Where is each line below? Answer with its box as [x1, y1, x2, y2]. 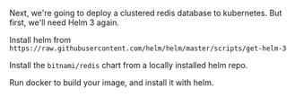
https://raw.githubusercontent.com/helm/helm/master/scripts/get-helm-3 [9, 44, 287, 53]
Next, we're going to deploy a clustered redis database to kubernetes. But [9, 8, 282, 18]
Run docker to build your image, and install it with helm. [9, 77, 214, 88]
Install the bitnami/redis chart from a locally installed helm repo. [9, 60, 248, 70]
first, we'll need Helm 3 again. [9, 17, 119, 28]
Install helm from [9, 35, 72, 45]
